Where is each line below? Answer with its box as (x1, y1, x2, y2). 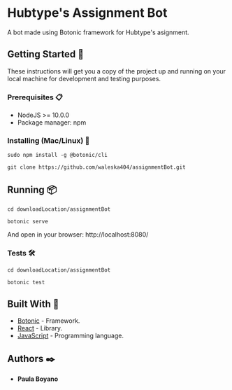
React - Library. (17, 324, 63, 333)
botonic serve (7, 218, 49, 225)
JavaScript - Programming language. (17, 331, 124, 340)
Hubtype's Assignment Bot (7, 5, 168, 21)
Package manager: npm (17, 118, 87, 127)
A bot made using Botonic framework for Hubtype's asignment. (7, 28, 190, 36)
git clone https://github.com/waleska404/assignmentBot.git (7, 164, 187, 171)
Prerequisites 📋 (7, 92, 63, 102)
